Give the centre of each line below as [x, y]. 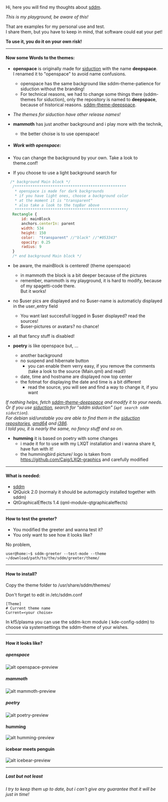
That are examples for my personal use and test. [55, 26]
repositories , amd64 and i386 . [37, 423]
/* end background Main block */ [47, 256]
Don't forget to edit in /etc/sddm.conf [44, 595]
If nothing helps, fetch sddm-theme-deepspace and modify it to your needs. [84, 402]
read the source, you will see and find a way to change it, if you [93, 387]
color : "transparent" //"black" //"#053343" [69, 237]
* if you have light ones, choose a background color [72, 196]
